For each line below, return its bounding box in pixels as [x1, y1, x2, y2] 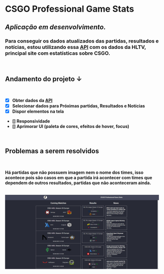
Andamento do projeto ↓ [5, 75, 82, 84]
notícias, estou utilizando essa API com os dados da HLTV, [5, 43, 146, 50]
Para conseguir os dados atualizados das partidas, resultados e [5, 38, 159, 44]
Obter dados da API [12, 97, 53, 103]
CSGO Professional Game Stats [5, 3, 134, 15]
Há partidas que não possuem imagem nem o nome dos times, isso [5, 169, 144, 175]
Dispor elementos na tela [12, 108, 64, 114]
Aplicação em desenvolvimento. [5, 23, 106, 31]
